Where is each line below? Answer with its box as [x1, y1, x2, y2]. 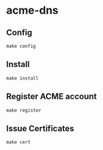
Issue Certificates [6, 124, 75, 134]
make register [6, 107, 42, 114]
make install [6, 75, 39, 81]
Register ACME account [6, 91, 97, 102]
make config [6, 43, 36, 49]
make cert [6, 139, 31, 145]
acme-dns [6, 4, 59, 17]
